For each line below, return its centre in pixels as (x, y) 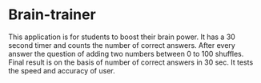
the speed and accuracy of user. (62, 70)
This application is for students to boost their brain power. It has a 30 (122, 37)
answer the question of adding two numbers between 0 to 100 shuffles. (126, 53)
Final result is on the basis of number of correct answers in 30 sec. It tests (131, 62)
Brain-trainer (52, 15)
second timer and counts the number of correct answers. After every (122, 45)
